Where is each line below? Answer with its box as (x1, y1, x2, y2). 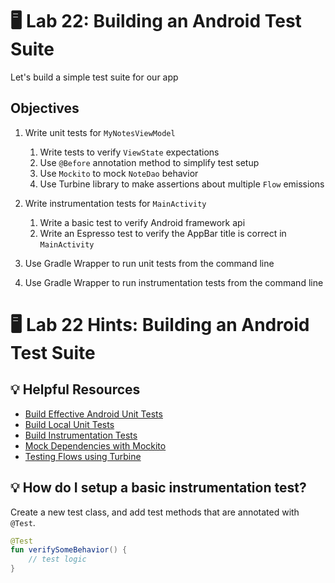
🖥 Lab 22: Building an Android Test (10, 10, 302, 33)
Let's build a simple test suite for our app (10, 71, 179, 83)
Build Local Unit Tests (24, 418, 115, 430)
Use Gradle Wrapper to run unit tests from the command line (24, 257, 275, 269)
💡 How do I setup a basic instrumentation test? (10, 479, 307, 497)
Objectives (10, 100, 80, 117)
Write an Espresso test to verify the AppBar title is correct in (39, 227, 287, 239)
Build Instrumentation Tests (24, 429, 138, 441)
